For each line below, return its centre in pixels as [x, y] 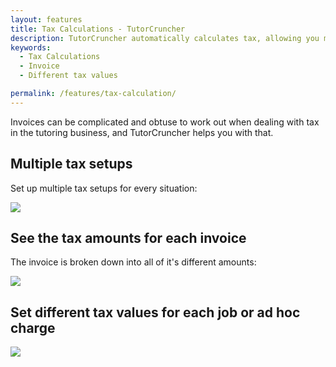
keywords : [31, 47]
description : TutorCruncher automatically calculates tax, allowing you [165, 38]
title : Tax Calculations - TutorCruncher [98, 29]
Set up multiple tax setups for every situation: [104, 188]
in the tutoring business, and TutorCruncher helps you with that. [142, 132]
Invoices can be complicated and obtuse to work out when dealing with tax [165, 122]
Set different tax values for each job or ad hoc [155, 312]
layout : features [46, 19]
